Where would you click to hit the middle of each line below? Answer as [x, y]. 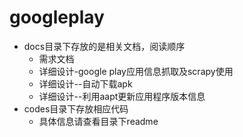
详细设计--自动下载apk [85, 83]
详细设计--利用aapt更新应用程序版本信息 [122, 96]
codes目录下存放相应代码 [76, 108]
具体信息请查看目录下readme [98, 121]
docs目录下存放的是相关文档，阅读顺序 [104, 46]
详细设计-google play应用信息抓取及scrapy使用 [136, 71]
